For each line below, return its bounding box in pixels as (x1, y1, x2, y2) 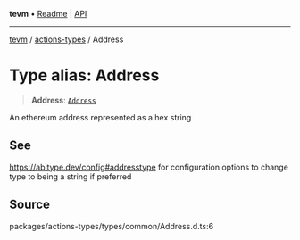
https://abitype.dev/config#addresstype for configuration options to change (9, 161, 288, 172)
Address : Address (30, 95, 96, 105)
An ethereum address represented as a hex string (9, 112, 192, 122)
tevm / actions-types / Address (9, 34, 124, 45)
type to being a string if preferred (9, 170, 132, 182)
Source (9, 197, 51, 212)
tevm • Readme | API (9, 9, 87, 19)
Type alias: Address (9, 65, 160, 86)
